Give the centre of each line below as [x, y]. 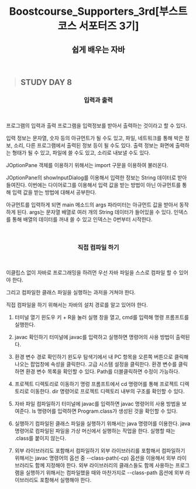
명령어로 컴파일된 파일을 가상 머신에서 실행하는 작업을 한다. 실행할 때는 [95, 430]
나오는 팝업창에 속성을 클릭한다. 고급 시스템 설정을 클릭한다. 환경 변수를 [96, 364]
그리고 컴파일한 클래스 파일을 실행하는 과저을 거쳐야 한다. [71, 292]
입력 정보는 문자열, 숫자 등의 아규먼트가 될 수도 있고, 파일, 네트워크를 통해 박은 [95, 138]
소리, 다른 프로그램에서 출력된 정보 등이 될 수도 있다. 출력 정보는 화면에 [94, 145]
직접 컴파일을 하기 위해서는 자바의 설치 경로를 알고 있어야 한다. [77, 304]
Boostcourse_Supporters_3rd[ [84, 11]
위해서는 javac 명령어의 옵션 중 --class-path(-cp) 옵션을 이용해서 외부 [95, 458]
